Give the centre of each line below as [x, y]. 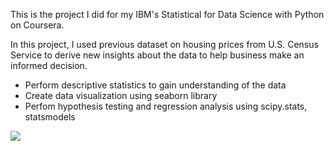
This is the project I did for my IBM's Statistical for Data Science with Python [167, 14]
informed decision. [49, 65]
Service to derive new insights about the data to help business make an [157, 55]
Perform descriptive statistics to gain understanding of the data [155, 85]
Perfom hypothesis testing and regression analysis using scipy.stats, [166, 106]
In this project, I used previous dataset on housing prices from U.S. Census [164, 44]
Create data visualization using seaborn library [121, 95]
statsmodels [50, 117]
